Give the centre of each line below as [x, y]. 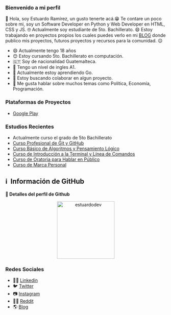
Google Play [25, 113]
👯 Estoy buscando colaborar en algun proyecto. [63, 78]
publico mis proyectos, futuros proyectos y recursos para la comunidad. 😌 [84, 41]
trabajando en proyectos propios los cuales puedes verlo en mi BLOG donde [86, 35]
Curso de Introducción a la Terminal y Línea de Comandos [74, 154]
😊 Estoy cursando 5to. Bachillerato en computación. [68, 56]
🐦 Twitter [23, 286]
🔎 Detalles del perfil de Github [38, 194]
